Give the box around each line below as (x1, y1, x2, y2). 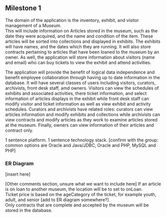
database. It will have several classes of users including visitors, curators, (5, 80, 156, 86)
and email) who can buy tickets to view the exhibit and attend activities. (5, 59, 152, 65)
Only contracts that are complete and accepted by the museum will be (5, 202, 149, 208)
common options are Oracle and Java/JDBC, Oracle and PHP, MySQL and (5, 142, 156, 148)
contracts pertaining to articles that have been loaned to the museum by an (5, 49, 159, 55)
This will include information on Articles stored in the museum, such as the (5, 27, 158, 34)
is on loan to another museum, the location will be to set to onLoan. (5, 186, 143, 192)
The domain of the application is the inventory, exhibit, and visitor (5, 17, 139, 23)
